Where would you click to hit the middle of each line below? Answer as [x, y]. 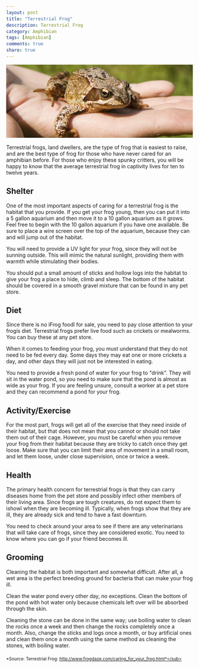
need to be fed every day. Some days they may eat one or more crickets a [96, 355]
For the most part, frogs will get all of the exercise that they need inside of [96, 425]
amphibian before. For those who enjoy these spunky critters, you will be [95, 160]
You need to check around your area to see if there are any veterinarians [95, 526]
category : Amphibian [32, 31]
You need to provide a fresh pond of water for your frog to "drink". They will [99, 373]
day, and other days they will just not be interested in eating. [80, 361]
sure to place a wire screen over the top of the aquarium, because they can [98, 231]
